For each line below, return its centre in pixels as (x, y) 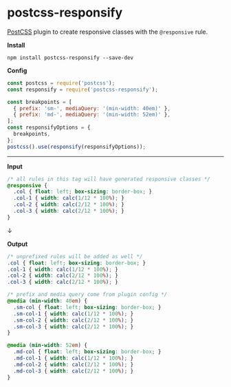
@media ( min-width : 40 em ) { (47, 301)
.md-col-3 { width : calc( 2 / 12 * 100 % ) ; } (74, 371)
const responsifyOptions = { (49, 128)
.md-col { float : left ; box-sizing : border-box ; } (87, 352)
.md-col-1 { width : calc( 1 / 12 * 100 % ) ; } (74, 358)
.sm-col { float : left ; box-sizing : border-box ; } (87, 307)
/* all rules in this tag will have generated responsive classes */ (109, 179)
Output (18, 244)
